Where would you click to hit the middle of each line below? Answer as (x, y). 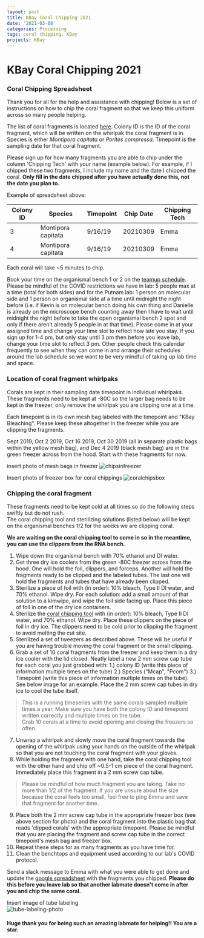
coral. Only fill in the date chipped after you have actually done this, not (98, 177)
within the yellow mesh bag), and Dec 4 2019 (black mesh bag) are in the (98, 448)
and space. (21, 363)
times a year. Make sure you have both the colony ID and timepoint (105, 709)
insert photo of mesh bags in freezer (53, 466)
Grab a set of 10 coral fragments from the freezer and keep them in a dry (106, 652)
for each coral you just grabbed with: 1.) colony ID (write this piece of (102, 665)
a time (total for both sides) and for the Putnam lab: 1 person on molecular (99, 292)
